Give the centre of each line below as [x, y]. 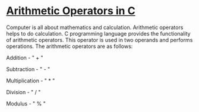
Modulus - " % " [26, 103]
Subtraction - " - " [28, 69]
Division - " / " [23, 92]
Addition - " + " [25, 57]
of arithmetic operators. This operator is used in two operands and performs [99, 40]
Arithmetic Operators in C [71, 11]
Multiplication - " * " [31, 81]
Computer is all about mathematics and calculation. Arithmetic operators [95, 27]
